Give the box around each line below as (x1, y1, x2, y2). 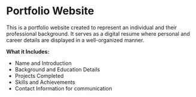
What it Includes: (6, 48, 50, 55)
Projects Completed (14, 72, 64, 79)
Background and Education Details (14, 65, 100, 73)
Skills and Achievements (14, 79, 76, 86)
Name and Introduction (14, 60, 72, 67)
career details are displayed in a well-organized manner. (6, 36, 145, 43)
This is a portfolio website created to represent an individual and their (6, 24, 177, 31)
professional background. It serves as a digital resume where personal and (6, 30, 190, 37)
